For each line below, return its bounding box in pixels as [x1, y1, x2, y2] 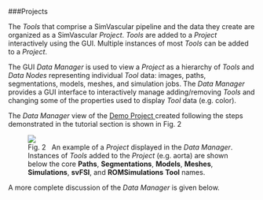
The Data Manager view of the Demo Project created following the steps [8, 111, 243, 120]
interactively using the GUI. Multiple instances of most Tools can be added [8, 39, 249, 48]
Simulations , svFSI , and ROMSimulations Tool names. [27, 168, 206, 176]
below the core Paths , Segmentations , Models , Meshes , [27, 159, 214, 169]
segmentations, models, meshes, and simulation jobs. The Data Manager [8, 79, 245, 88]
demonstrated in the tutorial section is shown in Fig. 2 [8, 120, 182, 128]
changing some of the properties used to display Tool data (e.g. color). [8, 96, 237, 105]
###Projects [8, 7, 49, 16]
